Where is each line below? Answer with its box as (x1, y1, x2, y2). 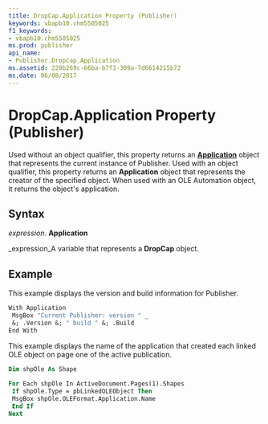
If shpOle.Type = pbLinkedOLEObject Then (11, 387, 152, 396)
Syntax (8, 206, 45, 221)
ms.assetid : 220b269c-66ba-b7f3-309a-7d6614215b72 (8, 64, 181, 72)
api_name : (8, 49, 42, 57)
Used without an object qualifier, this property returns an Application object (8, 149, 260, 159)
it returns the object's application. (8, 184, 120, 194)
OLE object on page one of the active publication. (8, 349, 173, 359)
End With (8, 326, 38, 334)
